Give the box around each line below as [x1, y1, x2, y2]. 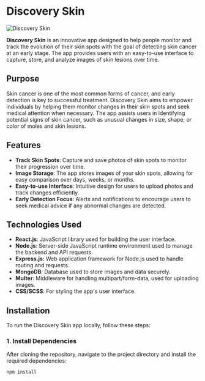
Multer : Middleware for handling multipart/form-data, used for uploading [15, 275, 199, 282]
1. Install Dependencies [6, 337, 77, 346]
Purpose [6, 73, 40, 84]
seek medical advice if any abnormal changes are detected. [15, 202, 166, 209]
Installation [6, 305, 50, 316]
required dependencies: [6, 357, 67, 364]
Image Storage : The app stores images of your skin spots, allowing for [15, 169, 194, 177]
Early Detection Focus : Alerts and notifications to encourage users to [15, 195, 191, 202]
